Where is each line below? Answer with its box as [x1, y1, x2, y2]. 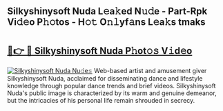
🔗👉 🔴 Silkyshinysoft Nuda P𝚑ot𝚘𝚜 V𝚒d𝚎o [7, 45, 193, 57]
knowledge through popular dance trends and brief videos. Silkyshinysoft [7, 82, 216, 90]
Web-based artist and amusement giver [94, 67, 207, 74]
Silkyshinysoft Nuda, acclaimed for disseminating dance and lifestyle [7, 74, 203, 82]
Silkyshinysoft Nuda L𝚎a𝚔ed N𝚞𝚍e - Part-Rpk [7, 6, 208, 17]
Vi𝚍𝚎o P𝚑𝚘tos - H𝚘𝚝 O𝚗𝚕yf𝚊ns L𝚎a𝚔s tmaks [7, 17, 206, 28]
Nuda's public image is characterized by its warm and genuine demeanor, [7, 89, 217, 97]
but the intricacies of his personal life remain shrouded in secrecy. [7, 97, 195, 104]
